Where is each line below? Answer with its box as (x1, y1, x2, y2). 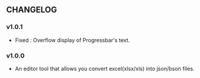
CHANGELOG (6, 5, 57, 15)
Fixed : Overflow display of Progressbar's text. (14, 36, 130, 44)
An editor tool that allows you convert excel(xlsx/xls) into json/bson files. (14, 65, 195, 72)
